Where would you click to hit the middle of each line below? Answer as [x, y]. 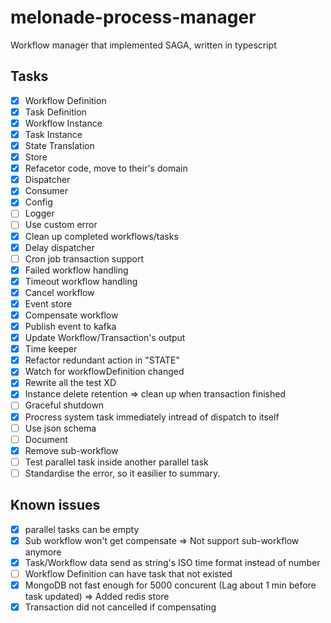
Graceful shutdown [64, 405]
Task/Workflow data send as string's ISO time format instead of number [172, 562]
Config [38, 202]
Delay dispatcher [59, 247]
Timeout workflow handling [81, 281]
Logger [39, 213]
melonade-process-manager [133, 17]
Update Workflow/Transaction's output [105, 338]
